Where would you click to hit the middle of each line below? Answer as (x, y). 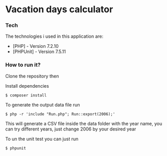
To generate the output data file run (43, 105)
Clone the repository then (32, 76)
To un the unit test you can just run (42, 139)
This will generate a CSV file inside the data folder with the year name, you (84, 123)
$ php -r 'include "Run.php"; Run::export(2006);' (60, 114)
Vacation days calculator (59, 9)
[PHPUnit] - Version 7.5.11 (39, 51)
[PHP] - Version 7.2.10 (35, 46)
